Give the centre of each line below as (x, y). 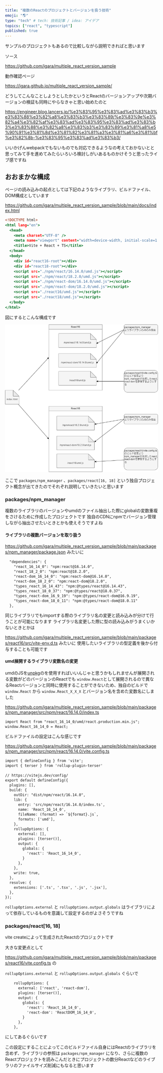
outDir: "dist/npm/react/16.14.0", (50, 795)
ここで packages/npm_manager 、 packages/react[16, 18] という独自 (72, 481)
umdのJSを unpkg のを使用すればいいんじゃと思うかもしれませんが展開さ (78, 673)
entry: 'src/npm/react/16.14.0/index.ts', (61, 804)
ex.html (13, 210)
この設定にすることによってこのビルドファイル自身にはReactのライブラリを (81, 1047)
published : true (21, 31)
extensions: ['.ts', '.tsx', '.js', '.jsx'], (61, 887)
